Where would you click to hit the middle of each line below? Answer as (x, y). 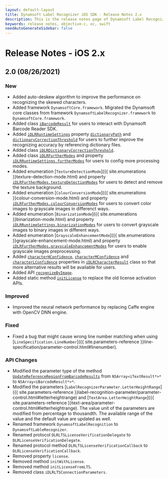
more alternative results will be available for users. (64, 267)
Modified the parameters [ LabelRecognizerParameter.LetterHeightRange (86, 387)
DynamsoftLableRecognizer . (40, 429)
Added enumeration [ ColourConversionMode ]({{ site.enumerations (79, 193)
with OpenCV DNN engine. (40, 312)
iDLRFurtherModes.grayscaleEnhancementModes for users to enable (79, 246)
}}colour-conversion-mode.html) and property (60, 198)
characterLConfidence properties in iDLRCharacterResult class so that (84, 262)
